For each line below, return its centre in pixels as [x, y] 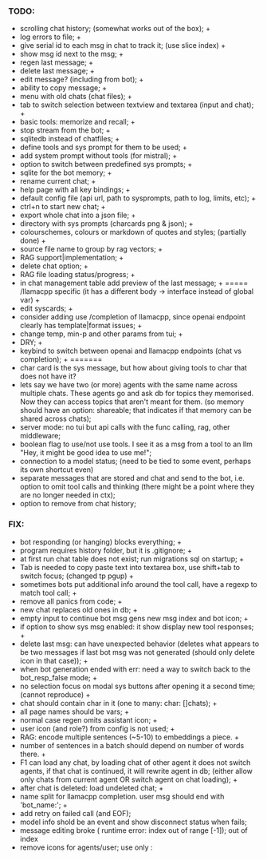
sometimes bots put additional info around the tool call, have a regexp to [138, 584]
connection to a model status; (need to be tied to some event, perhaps [135, 462]
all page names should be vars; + [75, 711]
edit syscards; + [46, 308]
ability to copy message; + [63, 88]
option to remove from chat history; [78, 504]
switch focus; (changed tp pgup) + [77, 576]
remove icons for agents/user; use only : [86, 847]
